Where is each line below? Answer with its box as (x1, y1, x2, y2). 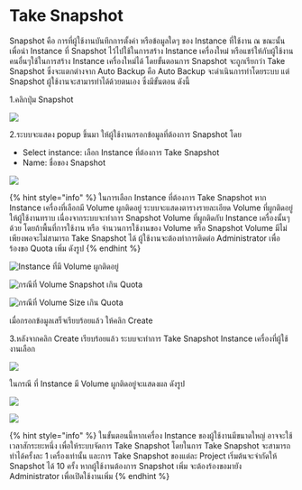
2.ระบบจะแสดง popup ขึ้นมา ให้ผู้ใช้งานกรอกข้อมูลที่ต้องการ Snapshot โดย (9, 128, 242, 140)
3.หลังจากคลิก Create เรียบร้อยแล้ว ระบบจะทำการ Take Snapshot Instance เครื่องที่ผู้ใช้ (9, 333, 288, 344)
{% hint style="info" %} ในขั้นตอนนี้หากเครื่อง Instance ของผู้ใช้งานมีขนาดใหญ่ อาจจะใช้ (9, 430, 293, 440)
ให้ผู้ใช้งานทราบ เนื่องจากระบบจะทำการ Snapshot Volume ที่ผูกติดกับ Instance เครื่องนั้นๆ (9, 212, 290, 223)
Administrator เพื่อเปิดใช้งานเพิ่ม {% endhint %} (9, 470, 170, 481)
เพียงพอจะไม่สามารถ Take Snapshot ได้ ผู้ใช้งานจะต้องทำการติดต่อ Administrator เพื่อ (9, 232, 281, 244)
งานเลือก (9, 343, 36, 354)
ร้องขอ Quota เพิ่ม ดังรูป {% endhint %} (9, 243, 142, 254)
